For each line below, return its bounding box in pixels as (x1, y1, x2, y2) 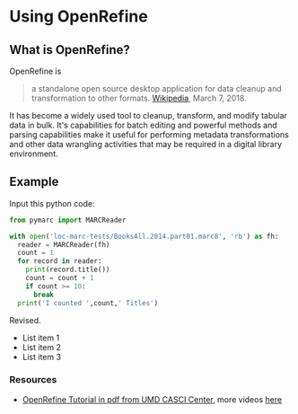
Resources (9, 374, 57, 386)
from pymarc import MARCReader (9, 216, 127, 225)
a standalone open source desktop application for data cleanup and (31, 84, 282, 93)
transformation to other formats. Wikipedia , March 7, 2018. (31, 92, 247, 103)
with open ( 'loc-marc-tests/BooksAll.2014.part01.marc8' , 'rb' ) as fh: (9, 232, 279, 241)
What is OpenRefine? (9, 42, 130, 57)
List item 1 (22, 332, 60, 343)
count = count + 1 (25, 274, 94, 283)
